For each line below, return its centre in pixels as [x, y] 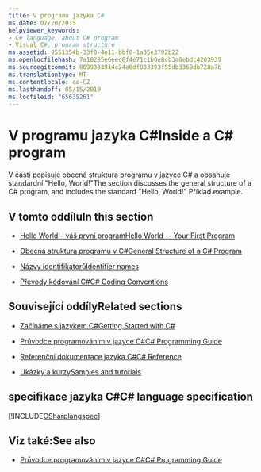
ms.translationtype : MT [48, 75]
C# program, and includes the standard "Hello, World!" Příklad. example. [126, 192]
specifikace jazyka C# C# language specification [131, 397]
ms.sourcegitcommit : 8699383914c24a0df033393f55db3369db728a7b [115, 67]
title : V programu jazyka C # [56, 15]
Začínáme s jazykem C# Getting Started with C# [98, 325]
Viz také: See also [52, 441]
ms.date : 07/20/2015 [42, 23]
